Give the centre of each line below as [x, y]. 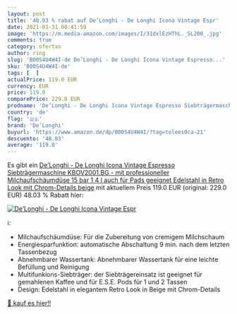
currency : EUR [28, 86]
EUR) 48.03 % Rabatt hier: [45, 195]
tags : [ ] [23, 73]
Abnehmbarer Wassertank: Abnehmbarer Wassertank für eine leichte [118, 260]
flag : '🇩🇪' [25, 119]
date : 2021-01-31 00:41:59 [47, 27]
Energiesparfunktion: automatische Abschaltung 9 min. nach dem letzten [123, 245]
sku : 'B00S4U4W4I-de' [39, 66]
